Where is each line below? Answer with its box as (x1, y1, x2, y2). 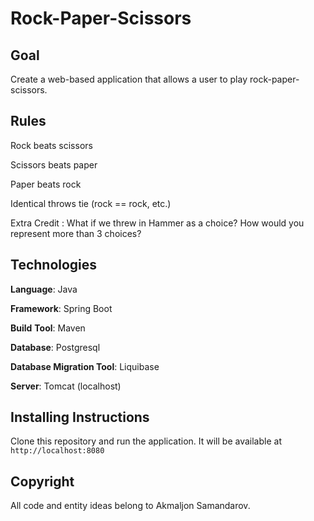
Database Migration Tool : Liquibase (10, 360, 160, 372)
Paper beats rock (10, 178, 82, 190)
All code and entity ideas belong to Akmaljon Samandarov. (10, 500, 251, 512)
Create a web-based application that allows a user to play (10, 73, 248, 85)
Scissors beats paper (10, 158, 98, 171)
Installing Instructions (10, 409, 150, 426)
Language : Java (10, 283, 78, 295)
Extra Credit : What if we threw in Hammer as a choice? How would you (10, 217, 305, 229)
